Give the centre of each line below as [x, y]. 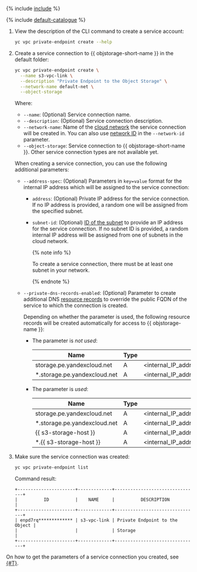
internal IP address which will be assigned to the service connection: [106, 187]
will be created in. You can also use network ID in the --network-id [104, 133]
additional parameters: [42, 170]
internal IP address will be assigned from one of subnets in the [108, 235]
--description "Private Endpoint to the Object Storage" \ [94, 81]
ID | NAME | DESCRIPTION [107, 500]
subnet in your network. [61, 270]
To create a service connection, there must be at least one [103, 264]
